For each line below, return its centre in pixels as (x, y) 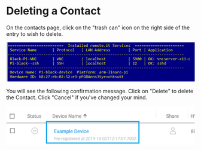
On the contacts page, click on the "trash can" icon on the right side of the (98, 27)
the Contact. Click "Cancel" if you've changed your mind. (77, 97)
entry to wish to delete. (35, 33)
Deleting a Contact (54, 11)
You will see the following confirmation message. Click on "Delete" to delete (100, 91)
